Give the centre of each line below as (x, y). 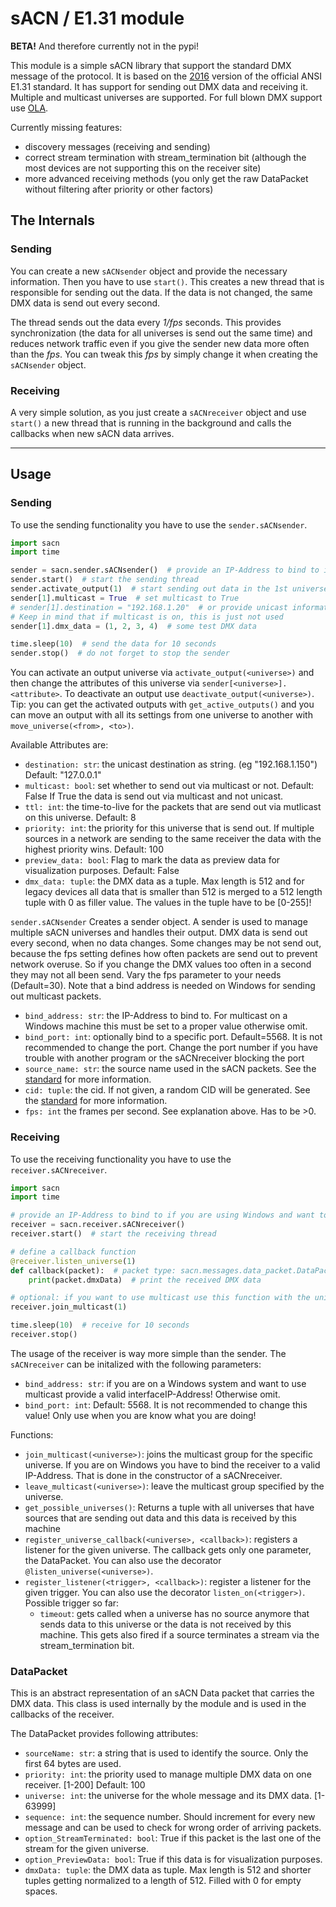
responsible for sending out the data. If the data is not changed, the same (161, 292)
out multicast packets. (56, 996)
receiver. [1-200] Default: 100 (85, 1785)
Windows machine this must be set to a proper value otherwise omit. (166, 1026)
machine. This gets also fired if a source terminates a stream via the (179, 1634)
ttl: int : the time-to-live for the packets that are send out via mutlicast (173, 807)
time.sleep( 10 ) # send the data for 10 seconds (113, 644)
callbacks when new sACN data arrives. (92, 433)
